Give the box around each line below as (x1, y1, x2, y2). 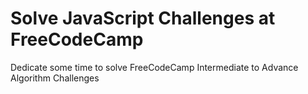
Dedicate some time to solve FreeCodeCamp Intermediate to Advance (10, 61, 299, 73)
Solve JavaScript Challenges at (10, 7, 276, 30)
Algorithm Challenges (10, 72, 100, 84)
